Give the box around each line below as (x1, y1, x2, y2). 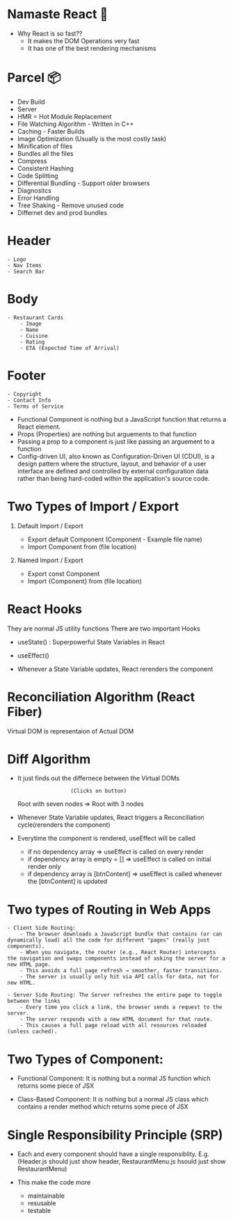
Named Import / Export (17, 556, 83, 564)
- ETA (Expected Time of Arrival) (19, 344, 120, 351)
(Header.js (17, 1157, 47, 1166)
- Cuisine (19, 332, 49, 340)
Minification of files (17, 142, 73, 150)
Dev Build (17, 97, 45, 106)
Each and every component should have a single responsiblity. (17, 1150, 197, 1158)
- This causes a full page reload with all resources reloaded (19, 1022, 207, 1029)
